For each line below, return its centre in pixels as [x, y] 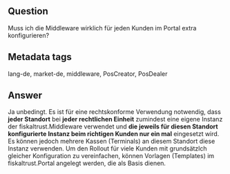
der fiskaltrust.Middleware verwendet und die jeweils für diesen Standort [113, 126]
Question [28, 11]
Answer [25, 96]
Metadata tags [40, 57]
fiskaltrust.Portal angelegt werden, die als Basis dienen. [87, 163]
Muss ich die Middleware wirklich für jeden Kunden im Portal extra [102, 28]
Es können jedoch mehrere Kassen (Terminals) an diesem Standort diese [112, 142]
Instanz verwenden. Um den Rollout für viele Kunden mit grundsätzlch [107, 148]
